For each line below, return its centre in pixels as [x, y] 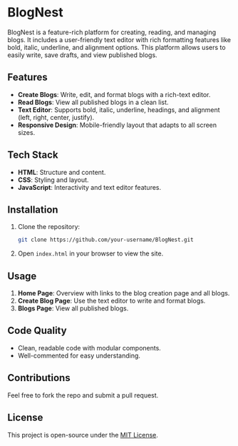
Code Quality [37, 331]
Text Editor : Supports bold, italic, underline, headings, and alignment [119, 110]
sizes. [26, 132]
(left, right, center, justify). [56, 117]
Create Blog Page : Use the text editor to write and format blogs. [112, 301]
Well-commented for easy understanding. [79, 355]
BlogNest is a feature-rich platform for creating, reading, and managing [112, 32]
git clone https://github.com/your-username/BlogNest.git [105, 240]
